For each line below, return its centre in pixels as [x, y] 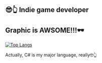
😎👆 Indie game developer [47, 10]
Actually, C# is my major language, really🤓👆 [51, 55]
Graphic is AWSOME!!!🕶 [45, 30]
